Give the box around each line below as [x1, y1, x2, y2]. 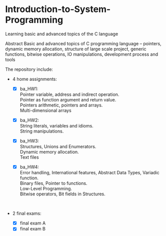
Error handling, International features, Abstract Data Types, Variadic [19, 170, 159, 176]
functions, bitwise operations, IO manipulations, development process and [5, 51, 158, 57]
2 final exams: [12, 210, 41, 216]
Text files [19, 154, 39, 160]
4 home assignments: [12, 76, 57, 82]
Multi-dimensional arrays [19, 107, 71, 113]
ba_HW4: [19, 164, 39, 170]
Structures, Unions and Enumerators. [19, 144, 96, 150]
